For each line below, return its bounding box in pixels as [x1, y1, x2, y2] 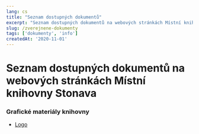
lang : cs [6, 8, 28, 15]
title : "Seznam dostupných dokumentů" [6, 14, 102, 20]
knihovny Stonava [6, 87, 97, 100]
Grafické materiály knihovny [6, 107, 90, 116]
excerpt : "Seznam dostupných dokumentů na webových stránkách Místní [6, 19, 182, 25]
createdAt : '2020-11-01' [6, 36, 68, 42]
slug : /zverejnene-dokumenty [6, 25, 78, 31]
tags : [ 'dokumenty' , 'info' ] [6, 31, 78, 37]
